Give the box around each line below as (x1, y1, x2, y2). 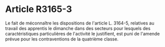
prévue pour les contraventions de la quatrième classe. (5, 36, 118, 42)
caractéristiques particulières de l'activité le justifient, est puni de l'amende (5, 30, 160, 36)
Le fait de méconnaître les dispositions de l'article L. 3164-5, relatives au (5, 20, 154, 26)
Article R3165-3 (5, 3, 72, 15)
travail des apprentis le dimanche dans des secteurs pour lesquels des (5, 25, 151, 31)
